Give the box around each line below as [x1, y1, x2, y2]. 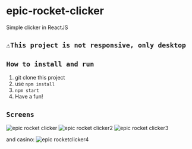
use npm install [14, 80, 55, 87]
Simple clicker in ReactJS [6, 24, 68, 31]
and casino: [6, 135, 35, 143]
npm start [14, 88, 40, 94]
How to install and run [6, 59, 95, 68]
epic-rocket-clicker [6, 4, 104, 18]
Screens [6, 110, 34, 119]
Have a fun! [14, 93, 43, 100]
